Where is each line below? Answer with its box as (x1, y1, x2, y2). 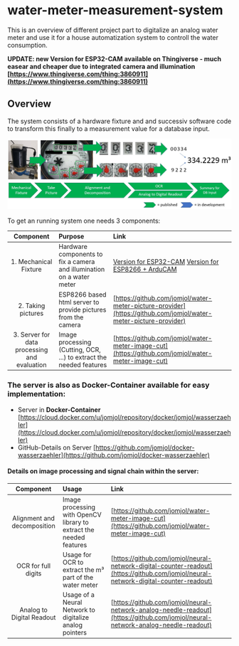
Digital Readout (11, 613, 56, 622)
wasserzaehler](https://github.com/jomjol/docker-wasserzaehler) (17, 450, 210, 459)
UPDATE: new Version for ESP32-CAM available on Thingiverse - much (7, 54, 222, 63)
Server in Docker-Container (17, 405, 101, 414)
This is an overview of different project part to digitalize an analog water (7, 26, 218, 34)
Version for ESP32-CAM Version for (112, 258, 219, 266)
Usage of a (63, 591, 95, 599)
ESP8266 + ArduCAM (112, 265, 177, 274)
